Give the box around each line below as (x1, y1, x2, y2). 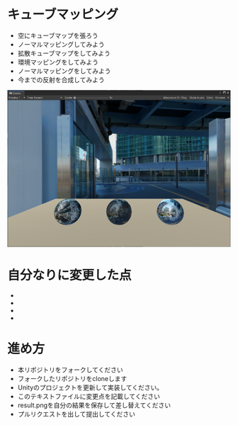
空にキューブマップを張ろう (17, 31, 98, 40)
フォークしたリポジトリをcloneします (17, 374, 127, 382)
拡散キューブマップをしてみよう (17, 49, 111, 57)
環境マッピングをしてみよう (17, 57, 99, 66)
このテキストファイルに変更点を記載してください (17, 392, 161, 400)
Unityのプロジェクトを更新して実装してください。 (17, 383, 164, 392)
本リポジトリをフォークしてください (17, 365, 123, 374)
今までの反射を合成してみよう (17, 75, 105, 84)
